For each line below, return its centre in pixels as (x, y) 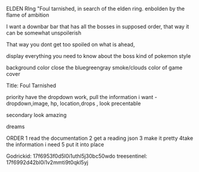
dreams (15, 127)
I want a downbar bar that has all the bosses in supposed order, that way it (98, 27)
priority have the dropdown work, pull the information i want (80, 97)
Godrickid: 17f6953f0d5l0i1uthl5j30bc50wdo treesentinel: (77, 156)
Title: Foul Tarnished (31, 85)
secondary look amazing (36, 115)
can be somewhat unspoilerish (44, 33)
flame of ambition (28, 15)
